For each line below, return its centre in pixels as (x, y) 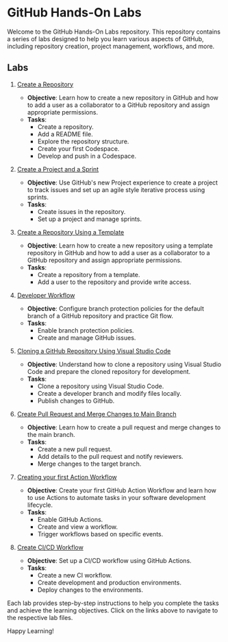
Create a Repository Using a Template (71, 232)
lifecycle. (40, 505)
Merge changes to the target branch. (89, 464)
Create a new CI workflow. (75, 575)
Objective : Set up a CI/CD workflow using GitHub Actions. (109, 560)
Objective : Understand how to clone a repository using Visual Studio (124, 364)
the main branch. (51, 434)
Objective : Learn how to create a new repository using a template (120, 246)
